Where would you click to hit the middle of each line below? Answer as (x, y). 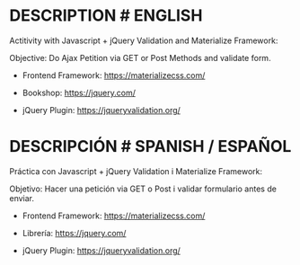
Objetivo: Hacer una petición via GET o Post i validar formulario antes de (143, 189)
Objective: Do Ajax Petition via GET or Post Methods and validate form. (140, 57)
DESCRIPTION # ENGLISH (106, 16)
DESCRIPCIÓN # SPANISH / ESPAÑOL (150, 147)
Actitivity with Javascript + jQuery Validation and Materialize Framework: (144, 40)
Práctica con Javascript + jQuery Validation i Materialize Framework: (136, 171)
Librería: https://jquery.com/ (74, 233)
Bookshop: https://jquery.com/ (79, 93)
